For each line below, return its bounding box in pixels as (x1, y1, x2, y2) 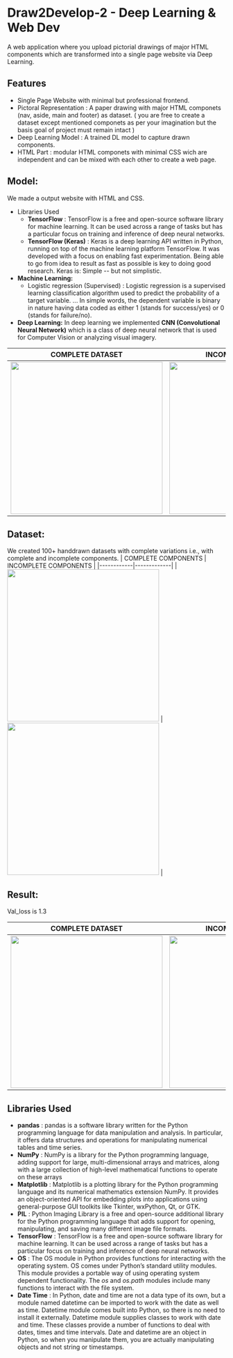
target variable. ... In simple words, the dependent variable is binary (27, 296, 221, 304)
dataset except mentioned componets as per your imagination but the (17, 118, 217, 127)
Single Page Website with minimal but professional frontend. (17, 96, 190, 104)
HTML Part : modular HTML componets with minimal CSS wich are (17, 147, 207, 156)
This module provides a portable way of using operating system (17, 1269, 200, 1277)
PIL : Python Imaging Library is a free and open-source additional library (17, 1210, 224, 1218)
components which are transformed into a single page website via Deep (7, 50, 213, 58)
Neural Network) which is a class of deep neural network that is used (17, 326, 217, 334)
